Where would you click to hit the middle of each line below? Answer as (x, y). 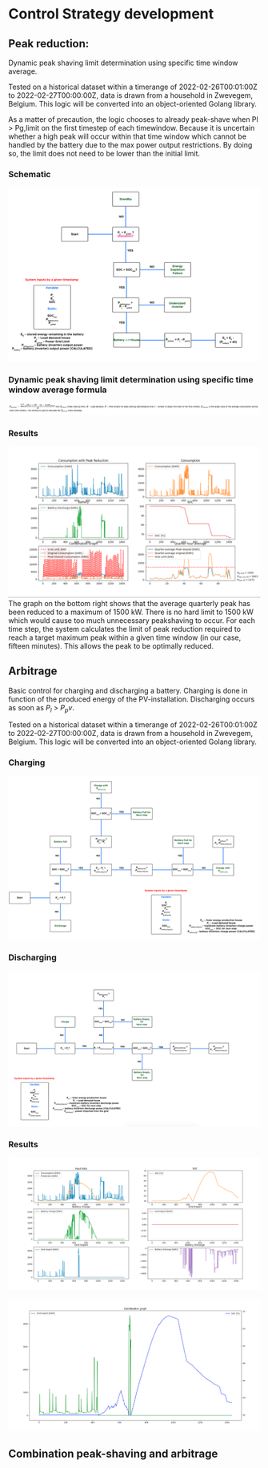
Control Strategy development (111, 14)
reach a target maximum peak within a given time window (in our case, (125, 637)
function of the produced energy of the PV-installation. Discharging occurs (132, 699)
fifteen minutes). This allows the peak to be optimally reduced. (111, 645)
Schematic (30, 174)
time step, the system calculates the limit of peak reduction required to (125, 629)
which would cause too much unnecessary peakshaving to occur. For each (132, 620)
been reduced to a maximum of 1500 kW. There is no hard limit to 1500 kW (131, 612)
